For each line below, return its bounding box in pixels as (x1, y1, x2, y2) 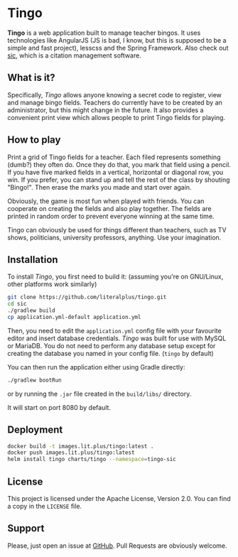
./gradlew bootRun (7, 377, 62, 384)
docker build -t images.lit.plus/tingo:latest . (7, 443, 154, 450)
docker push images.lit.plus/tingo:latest (7, 449, 135, 456)
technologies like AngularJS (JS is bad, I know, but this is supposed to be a (7, 36, 227, 44)
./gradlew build (7, 307, 55, 314)
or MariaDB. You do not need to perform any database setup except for (7, 341, 216, 350)
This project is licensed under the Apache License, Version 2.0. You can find (7, 494, 231, 502)
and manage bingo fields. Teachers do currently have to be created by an (7, 98, 222, 107)
